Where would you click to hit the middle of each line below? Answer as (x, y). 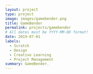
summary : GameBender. (27, 64)
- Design (18, 50)
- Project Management (32, 59)
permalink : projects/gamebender (38, 28)
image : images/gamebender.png (36, 18)
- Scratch (19, 46)
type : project (20, 14)
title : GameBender (24, 23)
